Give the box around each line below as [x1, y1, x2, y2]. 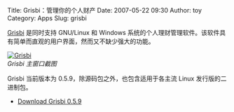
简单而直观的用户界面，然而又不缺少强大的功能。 [13, 37, 155, 45]
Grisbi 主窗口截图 [7, 59, 57, 68]
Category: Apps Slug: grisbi [7, 14, 88, 22]
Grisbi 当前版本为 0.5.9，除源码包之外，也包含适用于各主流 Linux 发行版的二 [7, 74, 227, 83]
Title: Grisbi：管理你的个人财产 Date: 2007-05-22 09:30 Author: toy [7, 6, 202, 14]
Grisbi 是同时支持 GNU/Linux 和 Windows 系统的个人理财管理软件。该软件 [7, 29, 220, 36]
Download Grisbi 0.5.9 [17, 97, 82, 105]
